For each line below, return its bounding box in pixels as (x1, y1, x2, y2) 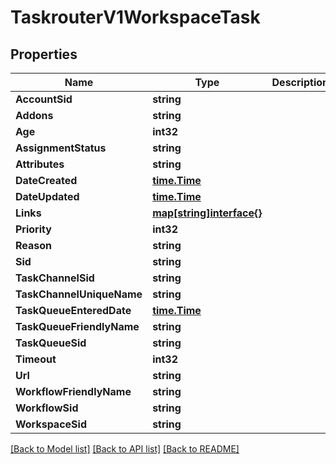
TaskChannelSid (15, 271, 95, 285)
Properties (10, 46, 78, 63)
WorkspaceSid (15, 417, 87, 431)
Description (271, 76, 329, 89)
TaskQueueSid (15, 336, 87, 350)
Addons (15, 109, 54, 122)
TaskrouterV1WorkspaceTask (10, 6, 261, 29)
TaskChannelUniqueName (15, 287, 143, 301)
